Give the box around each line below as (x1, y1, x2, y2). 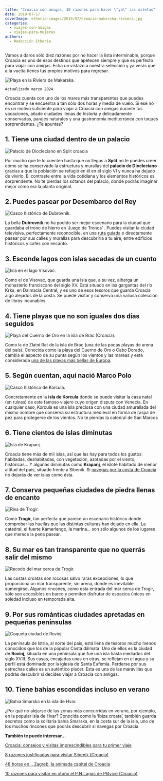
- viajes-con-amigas (9, 25, 51, 30)
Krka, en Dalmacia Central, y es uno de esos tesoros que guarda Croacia (5, 287, 151, 293)
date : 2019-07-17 (5, 12, 40, 17)
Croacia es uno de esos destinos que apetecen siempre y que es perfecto (5, 57, 153, 63)
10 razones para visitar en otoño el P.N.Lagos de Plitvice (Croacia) (5, 770, 138, 776)
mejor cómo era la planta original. (5, 183, 72, 189)
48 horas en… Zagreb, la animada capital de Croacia (5, 761, 110, 767)
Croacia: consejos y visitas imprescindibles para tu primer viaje (5, 742, 132, 748)
